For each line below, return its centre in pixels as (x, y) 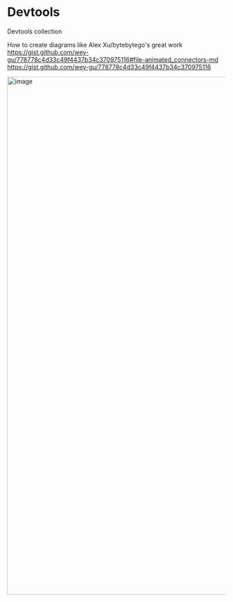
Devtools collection (35, 31)
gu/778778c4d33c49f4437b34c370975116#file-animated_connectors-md (113, 59)
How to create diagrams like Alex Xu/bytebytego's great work (95, 44)
